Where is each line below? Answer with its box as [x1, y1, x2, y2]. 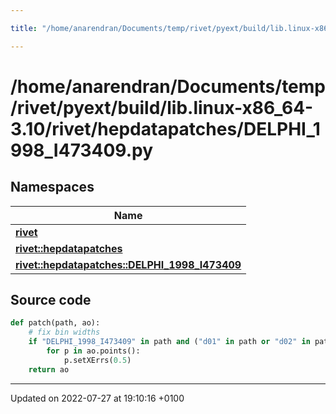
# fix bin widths [28, 327, 101, 338]
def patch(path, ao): [10, 318, 101, 328]
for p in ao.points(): [46, 346, 141, 356]
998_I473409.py [10, 139, 154, 161]
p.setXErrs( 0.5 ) [63, 355, 132, 365]
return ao [28, 364, 70, 375]
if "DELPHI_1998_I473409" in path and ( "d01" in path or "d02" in [28, 337, 311, 347]
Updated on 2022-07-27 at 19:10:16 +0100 [10, 392, 185, 404]
